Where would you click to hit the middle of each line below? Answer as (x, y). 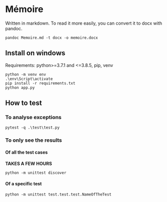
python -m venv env (26, 74)
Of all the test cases (26, 152)
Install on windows (35, 53)
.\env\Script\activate (29, 79)
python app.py (20, 87)
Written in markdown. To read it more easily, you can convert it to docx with (84, 23)
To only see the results (34, 140)
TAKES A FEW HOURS (29, 163)
